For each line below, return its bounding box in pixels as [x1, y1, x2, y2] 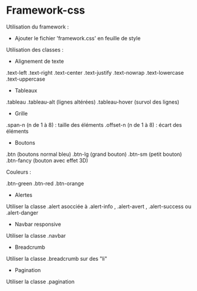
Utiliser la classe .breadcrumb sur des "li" [6, 255, 108, 262]
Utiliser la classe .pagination [6, 278, 75, 285]
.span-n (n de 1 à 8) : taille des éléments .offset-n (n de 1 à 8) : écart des [6, 121, 182, 128]
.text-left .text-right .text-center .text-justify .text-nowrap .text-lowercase [6, 69, 185, 76]
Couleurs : [6, 168, 31, 175]
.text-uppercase [6, 75, 46, 82]
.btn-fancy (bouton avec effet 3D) [6, 156, 89, 164]
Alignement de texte [14, 57, 64, 65]
